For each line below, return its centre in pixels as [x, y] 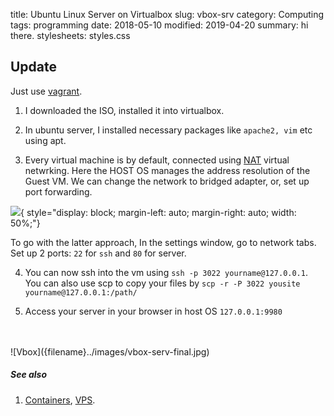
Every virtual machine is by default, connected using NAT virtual [157, 160]
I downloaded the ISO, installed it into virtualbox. [124, 110]
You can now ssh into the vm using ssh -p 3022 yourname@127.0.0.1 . [166, 272]
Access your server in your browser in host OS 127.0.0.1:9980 [153, 311]
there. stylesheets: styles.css [70, 35]
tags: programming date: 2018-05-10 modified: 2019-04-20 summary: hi [159, 25]
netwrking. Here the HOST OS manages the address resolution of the [167, 170]
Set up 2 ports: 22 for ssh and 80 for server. [98, 253]
